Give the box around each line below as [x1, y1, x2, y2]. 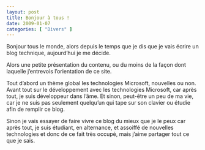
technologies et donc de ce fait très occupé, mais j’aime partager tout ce [6, 130, 190, 138]
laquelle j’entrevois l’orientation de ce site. [6, 68, 112, 75]
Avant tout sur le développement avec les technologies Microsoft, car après [6, 86, 197, 94]
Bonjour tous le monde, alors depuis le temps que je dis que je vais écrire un [6, 43, 199, 50]
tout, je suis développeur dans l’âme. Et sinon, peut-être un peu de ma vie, [6, 92, 194, 100]
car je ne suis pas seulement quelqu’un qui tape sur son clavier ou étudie [6, 99, 191, 107]
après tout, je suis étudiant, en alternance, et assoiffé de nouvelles [6, 124, 174, 132]
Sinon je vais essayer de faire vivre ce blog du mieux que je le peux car [6, 118, 186, 125]
